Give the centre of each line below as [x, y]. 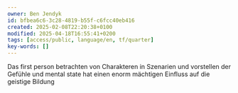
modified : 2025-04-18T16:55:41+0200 [61, 33]
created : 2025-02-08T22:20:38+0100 [60, 27]
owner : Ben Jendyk [34, 14]
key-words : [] [28, 46]
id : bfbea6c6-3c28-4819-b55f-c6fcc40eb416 [71, 20]
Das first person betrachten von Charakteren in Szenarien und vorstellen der [119, 67]
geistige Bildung [31, 81]
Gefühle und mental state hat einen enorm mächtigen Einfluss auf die [109, 74]
